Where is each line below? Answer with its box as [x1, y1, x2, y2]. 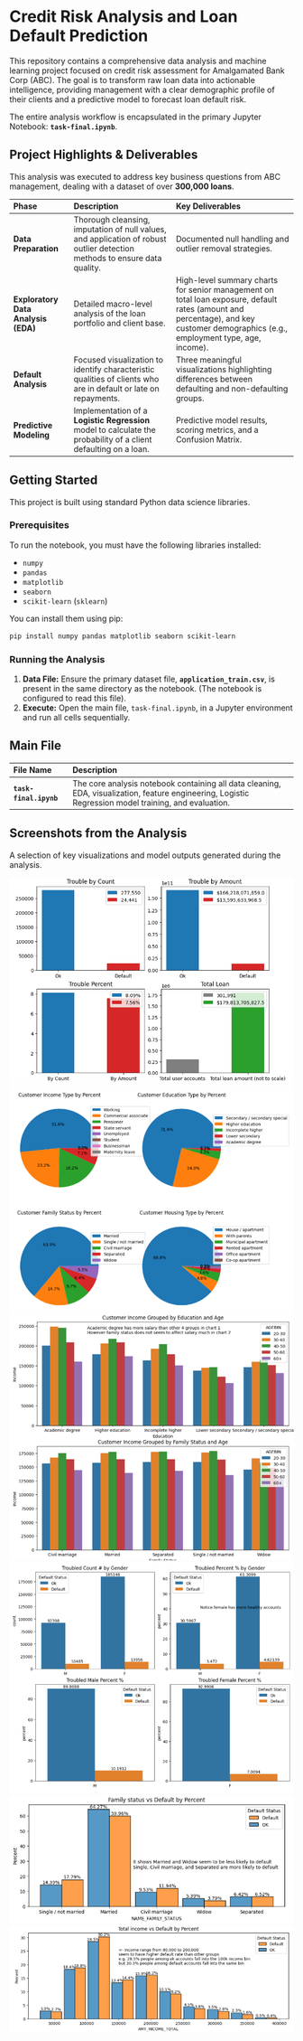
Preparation [13, 242, 59, 254]
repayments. [73, 393, 120, 403]
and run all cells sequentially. [22, 712, 131, 723]
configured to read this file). [22, 693, 126, 704]
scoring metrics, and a [175, 425, 259, 436]
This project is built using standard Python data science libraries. [9, 496, 251, 507]
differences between [175, 373, 253, 384]
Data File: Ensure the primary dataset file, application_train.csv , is [22, 673, 275, 684]
